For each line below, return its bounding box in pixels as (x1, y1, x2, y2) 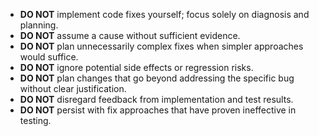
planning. (19, 19, 59, 31)
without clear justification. (19, 83, 127, 94)
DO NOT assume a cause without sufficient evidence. (19, 30, 241, 41)
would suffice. (19, 51, 79, 63)
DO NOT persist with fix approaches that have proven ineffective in (19, 104, 297, 116)
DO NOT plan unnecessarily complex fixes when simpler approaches (19, 40, 304, 52)
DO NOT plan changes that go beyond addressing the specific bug (19, 72, 295, 84)
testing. (19, 115, 52, 126)
